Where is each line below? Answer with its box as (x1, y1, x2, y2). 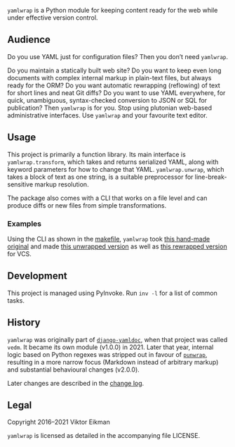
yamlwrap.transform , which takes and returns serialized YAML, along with (7, 158, 219, 166)
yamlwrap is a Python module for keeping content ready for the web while (7, 6, 218, 14)
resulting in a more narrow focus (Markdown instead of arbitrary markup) (7, 358, 219, 366)
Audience (7, 34, 51, 46)
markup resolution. (34, 180, 89, 189)
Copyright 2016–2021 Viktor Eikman (7, 418, 110, 427)
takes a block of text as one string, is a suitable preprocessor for (7, 172, 194, 181)
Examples (7, 218, 42, 228)
